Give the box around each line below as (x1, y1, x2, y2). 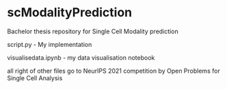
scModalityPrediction (7, 5, 132, 20)
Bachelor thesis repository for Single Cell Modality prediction (7, 27, 179, 35)
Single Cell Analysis (7, 73, 63, 82)
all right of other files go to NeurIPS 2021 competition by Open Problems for (7, 67, 220, 75)
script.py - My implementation (7, 40, 92, 48)
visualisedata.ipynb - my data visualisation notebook (7, 53, 155, 62)
